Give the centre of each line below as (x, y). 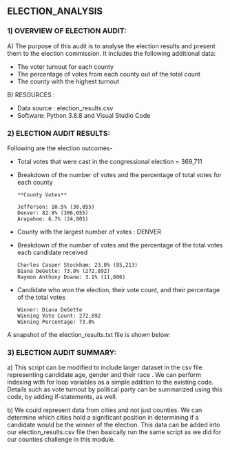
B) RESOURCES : (31, 94)
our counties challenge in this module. (61, 440)
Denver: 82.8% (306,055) (53, 213)
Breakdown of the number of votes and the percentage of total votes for (119, 174)
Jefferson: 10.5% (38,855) (56, 207)
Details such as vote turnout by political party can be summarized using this (115, 389)
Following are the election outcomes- (60, 148)
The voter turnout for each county (65, 67)
